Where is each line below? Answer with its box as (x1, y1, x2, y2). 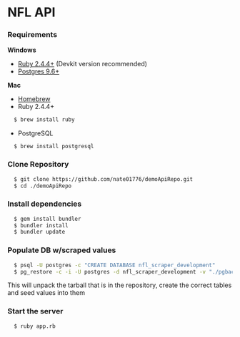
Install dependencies (7, 199, 82, 209)
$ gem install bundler (14, 215, 81, 222)
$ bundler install (14, 222, 69, 229)
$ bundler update (14, 229, 66, 236)
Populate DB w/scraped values (7, 245, 116, 255)
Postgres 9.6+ (17, 67, 59, 76)
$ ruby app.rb (14, 322, 56, 330)
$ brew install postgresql (14, 143, 94, 150)
